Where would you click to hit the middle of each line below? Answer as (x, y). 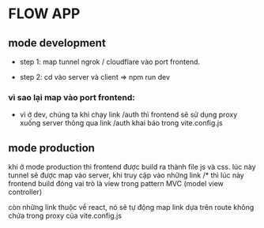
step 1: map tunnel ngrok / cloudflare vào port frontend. (109, 62)
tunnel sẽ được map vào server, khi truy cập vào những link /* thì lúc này (126, 175)
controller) (25, 192)
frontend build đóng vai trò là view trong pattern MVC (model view (116, 184)
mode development (57, 43)
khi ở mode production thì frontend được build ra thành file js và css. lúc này (132, 167)
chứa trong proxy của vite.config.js (65, 216)
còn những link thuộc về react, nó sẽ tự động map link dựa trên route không (131, 207)
